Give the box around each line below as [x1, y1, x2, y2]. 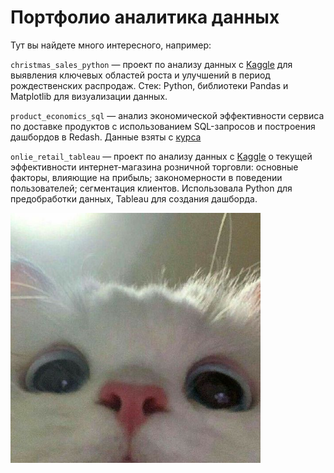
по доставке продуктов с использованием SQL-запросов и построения [10, 120, 316, 132]
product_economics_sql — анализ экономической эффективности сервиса [10, 109, 325, 121]
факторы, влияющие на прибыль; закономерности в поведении [10, 171, 283, 183]
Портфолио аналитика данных [10, 6, 280, 29]
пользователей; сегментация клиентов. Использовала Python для [10, 182, 293, 194]
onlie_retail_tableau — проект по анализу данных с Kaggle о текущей [10, 150, 313, 162]
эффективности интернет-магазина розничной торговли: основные [10, 161, 299, 173]
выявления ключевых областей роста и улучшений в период [10, 69, 271, 81]
